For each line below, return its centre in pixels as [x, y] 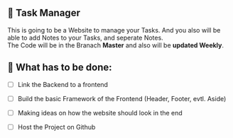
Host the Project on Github [56, 127]
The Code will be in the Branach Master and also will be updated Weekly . [116, 45]
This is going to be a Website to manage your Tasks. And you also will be [114, 30]
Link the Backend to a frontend [63, 84]
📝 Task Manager [44, 13]
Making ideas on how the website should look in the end [100, 113]
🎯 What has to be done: [60, 68]
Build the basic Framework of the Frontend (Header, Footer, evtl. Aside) [122, 98]
